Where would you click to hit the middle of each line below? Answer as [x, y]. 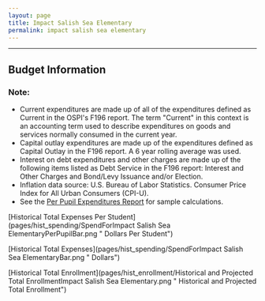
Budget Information [57, 69]
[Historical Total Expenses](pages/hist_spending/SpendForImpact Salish [126, 249]
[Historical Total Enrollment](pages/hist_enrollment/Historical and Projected [131, 273]
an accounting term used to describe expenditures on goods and [125, 126]
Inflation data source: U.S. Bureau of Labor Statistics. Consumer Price [133, 185]
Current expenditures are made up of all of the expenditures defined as [135, 109]
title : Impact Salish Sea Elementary [70, 23]
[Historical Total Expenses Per [57, 217]
